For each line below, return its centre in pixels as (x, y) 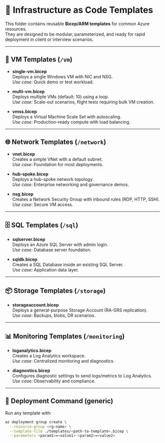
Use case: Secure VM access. (43, 204)
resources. (16, 29)
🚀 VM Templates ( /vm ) (39, 59)
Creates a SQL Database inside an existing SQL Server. (68, 265)
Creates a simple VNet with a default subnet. (57, 159)
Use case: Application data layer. (45, 270)
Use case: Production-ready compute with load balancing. (71, 122)
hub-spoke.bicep (30, 174)
